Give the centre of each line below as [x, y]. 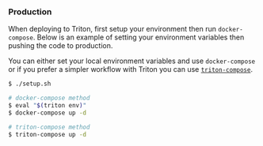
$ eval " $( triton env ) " [48, 106]
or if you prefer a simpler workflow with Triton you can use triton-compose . [131, 69]
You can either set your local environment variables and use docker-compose [132, 61]
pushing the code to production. [61, 46]
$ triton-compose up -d [48, 134]
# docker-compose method [49, 98]
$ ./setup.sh [30, 84]
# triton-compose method [49, 127]
